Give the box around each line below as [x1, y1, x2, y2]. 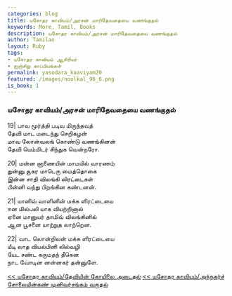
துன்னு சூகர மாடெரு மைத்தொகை [7, 166, 97, 175]
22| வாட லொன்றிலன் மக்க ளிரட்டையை [7, 234, 115, 243]
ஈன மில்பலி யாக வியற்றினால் [7, 204, 83, 213]
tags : [7, 50, 23, 57]
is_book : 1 [7, 82, 39, 89]
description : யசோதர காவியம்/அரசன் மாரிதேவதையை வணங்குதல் [7, 29, 178, 37]
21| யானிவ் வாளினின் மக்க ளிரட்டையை [7, 196, 114, 205]
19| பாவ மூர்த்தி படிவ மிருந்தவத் [7, 121, 94, 130]
